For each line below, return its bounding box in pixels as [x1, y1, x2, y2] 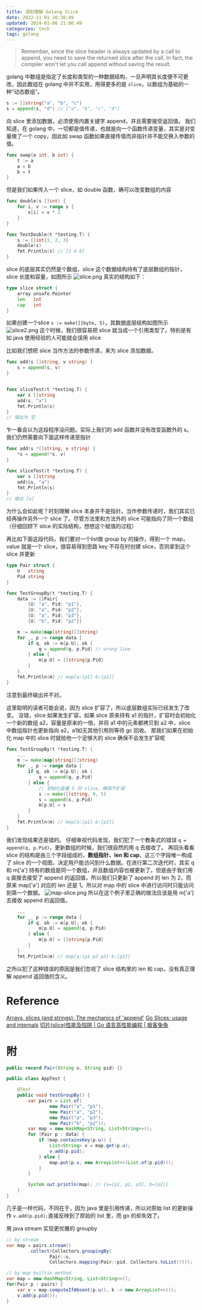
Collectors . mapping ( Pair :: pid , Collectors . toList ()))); [49, 1259, 193, 1265]
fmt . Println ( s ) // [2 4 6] [17, 248, 85, 254]
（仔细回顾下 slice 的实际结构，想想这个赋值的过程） [6, 523, 137, 530]
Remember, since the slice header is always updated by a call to [21, 48, 181, 55]
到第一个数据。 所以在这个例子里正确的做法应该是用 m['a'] [6, 889, 194, 896]
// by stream [6, 1236, 39, 1242]
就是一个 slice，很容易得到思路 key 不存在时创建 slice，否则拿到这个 [21, 543, 191, 550]
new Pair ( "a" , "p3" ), [49, 1115, 104, 1121]
